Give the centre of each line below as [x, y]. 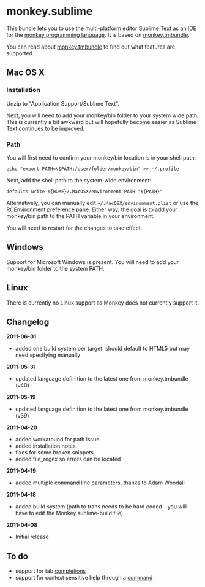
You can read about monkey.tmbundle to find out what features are [91, 47]
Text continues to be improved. [46, 128]
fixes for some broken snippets [54, 453]
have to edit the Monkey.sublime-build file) [69, 513]
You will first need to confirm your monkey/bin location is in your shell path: [101, 157]
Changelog [28, 321]
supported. [20, 53]
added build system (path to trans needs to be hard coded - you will [101, 507]
